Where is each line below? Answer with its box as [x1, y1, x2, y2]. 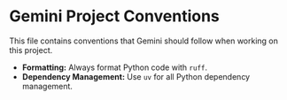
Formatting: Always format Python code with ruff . [21, 62, 208, 73]
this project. [9, 44, 53, 55]
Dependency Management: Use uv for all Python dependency [21, 71, 251, 81]
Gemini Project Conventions [9, 6, 220, 27]
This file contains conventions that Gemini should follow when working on [9, 35, 279, 46]
